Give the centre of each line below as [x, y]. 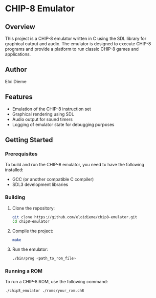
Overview [20, 27]
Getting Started [29, 140]
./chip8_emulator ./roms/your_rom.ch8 [45, 291]
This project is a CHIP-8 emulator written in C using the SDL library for [76, 38]
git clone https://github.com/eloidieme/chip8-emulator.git [75, 217]
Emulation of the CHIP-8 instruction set [52, 109]
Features [19, 97]
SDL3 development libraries [40, 184]
